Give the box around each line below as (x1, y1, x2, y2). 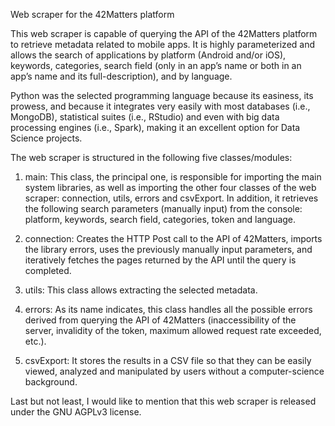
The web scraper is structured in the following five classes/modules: (10, 152, 293, 163)
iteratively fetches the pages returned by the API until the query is (24, 254, 297, 266)
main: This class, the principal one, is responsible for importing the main (24, 171, 322, 183)
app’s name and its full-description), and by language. (10, 70, 233, 82)
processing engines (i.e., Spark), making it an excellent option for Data (10, 122, 301, 133)
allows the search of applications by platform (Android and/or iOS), (10, 49, 287, 61)
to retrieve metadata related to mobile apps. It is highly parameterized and (10, 39, 316, 50)
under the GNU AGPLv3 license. (10, 406, 142, 418)
